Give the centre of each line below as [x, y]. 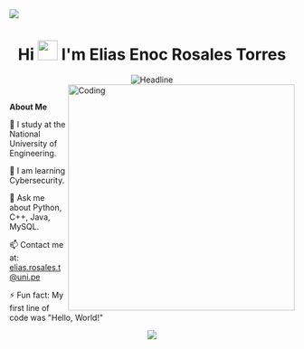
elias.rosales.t [35, 267]
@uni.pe [25, 277]
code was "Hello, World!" [57, 317]
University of [33, 143]
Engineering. [33, 153]
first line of [29, 307]
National [25, 134]
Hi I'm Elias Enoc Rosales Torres [152, 55]
